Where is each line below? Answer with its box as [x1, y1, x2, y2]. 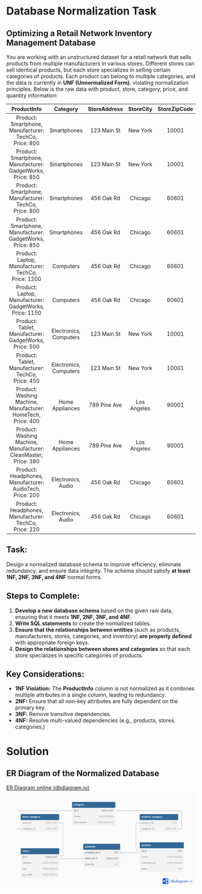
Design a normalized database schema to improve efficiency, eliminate [6, 561, 182, 568]
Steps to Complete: [6, 591, 80, 601]
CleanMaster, [10, 451, 43, 458]
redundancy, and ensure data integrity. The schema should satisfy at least [6, 567, 191, 574]
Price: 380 [13, 458, 40, 464]
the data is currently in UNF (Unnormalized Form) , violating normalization [6, 79, 189, 86]
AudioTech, [13, 486, 41, 493]
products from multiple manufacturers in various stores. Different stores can [6, 60, 195, 67]
